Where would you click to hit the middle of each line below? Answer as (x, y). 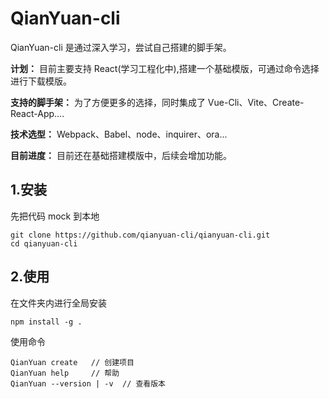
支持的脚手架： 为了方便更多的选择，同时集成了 (108, 102)
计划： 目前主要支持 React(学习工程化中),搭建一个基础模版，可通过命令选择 (165, 68)
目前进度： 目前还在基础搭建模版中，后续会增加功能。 (121, 155)
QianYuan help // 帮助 (65, 373)
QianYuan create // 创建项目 (72, 362)
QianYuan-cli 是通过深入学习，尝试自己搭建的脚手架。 (121, 47)
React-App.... (37, 113)
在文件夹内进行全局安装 (58, 303)
